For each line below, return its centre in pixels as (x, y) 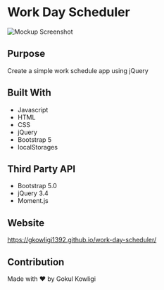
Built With (29, 93)
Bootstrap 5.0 (37, 186)
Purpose (26, 54)
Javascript (33, 110)
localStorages (38, 147)
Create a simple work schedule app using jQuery (78, 70)
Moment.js (33, 201)
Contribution (36, 262)
